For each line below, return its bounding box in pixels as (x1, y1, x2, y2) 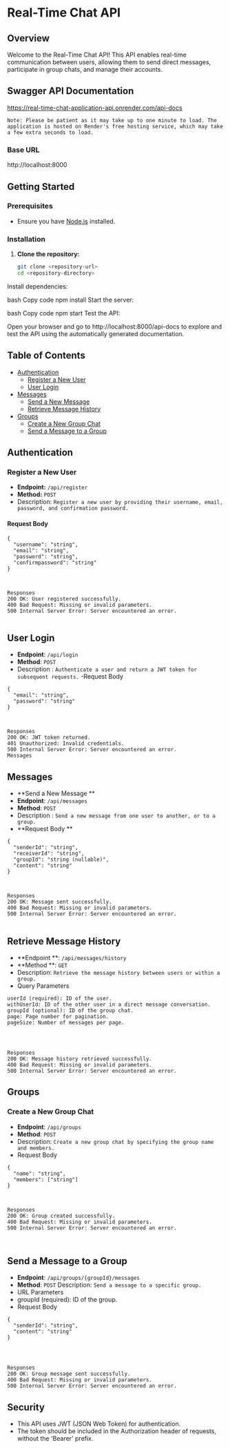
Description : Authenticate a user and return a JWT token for (17, 665, 198, 674)
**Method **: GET (17, 961, 67, 969)
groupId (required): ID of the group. (17, 1296, 118, 1304)
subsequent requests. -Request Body (17, 672, 124, 681)
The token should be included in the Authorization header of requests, (17, 1427, 217, 1435)
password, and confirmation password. (17, 505, 129, 512)
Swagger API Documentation (7, 85, 134, 97)
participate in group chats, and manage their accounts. (7, 66, 163, 73)
